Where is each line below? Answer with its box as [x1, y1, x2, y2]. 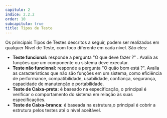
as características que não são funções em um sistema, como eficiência [12, 70, 162, 76]
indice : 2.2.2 [5, 12, 35, 17]
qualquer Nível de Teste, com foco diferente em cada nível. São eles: [5, 45, 147, 51]
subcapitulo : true [5, 21, 44, 26]
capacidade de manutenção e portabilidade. [12, 81, 104, 87]
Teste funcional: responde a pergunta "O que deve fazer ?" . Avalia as [12, 54, 158, 60]
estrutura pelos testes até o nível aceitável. [12, 108, 101, 114]
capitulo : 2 [5, 7, 30, 12]
